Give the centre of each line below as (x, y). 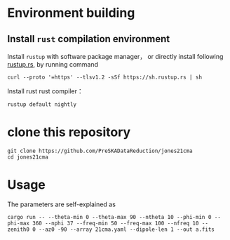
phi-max (19, 223)
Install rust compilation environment (89, 39)
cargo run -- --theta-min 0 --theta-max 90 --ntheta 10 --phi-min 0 (109, 217)
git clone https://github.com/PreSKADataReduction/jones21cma (100, 151)
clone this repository (69, 132)
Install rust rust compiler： (46, 91)
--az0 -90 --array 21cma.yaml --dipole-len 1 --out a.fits (127, 229)
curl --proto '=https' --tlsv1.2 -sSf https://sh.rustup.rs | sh (104, 77)
